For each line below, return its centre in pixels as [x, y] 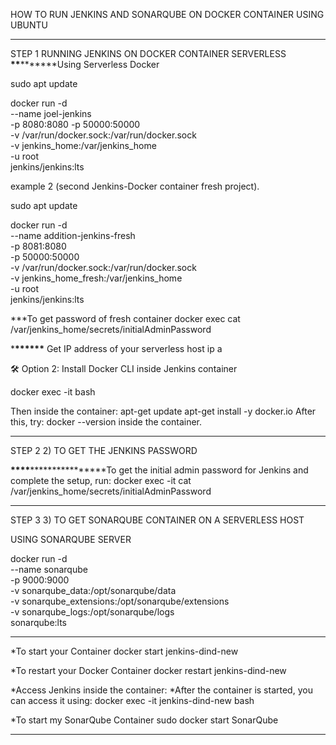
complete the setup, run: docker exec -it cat [101, 480]
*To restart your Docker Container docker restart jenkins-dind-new [148, 670]
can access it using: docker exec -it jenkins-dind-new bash [132, 700]
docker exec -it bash [53, 392]
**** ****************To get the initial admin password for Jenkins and [159, 470]
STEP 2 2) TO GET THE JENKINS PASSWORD [104, 450]
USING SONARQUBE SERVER [71, 539]
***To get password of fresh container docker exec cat [125, 318]
